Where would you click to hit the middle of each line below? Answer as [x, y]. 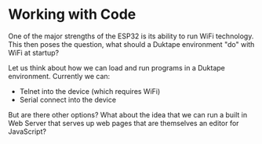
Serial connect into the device [67, 99]
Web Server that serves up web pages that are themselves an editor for [124, 123]
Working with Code [72, 14]
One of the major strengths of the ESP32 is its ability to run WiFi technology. [131, 36]
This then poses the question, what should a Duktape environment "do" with [131, 44]
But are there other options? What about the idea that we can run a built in [128, 114]
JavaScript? [27, 131]
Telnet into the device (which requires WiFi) [90, 91]
